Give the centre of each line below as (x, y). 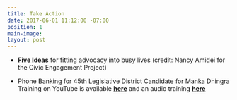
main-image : (25, 33)
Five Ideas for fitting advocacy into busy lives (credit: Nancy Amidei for (121, 60)
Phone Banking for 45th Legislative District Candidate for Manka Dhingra (123, 81)
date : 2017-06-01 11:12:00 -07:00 (58, 20)
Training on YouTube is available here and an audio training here (111, 89)
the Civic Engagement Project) (62, 68)
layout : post (27, 40)
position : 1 (25, 27)
